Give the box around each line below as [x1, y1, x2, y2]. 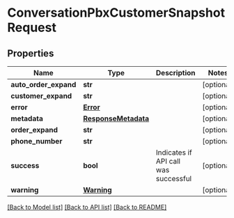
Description [155, 68, 196, 77]
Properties [7, 47, 54, 59]
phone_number [10, 137, 63, 146]
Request [7, 20, 57, 36]
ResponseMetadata [83, 114, 150, 123]
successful [155, 174, 192, 183]
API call [155, 157, 181, 166]
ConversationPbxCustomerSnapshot [7, 5, 225, 21]
